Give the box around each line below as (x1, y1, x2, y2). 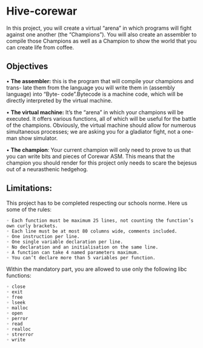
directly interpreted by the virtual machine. (6, 97, 113, 104)
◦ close (6, 284, 26, 290)
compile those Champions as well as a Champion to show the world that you (6, 37, 197, 44)
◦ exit (6, 288, 23, 295)
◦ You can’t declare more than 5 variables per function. (6, 254, 156, 261)
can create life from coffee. (6, 44, 75, 51)
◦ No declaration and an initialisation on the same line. (6, 244, 159, 250)
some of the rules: (6, 205, 52, 213)
